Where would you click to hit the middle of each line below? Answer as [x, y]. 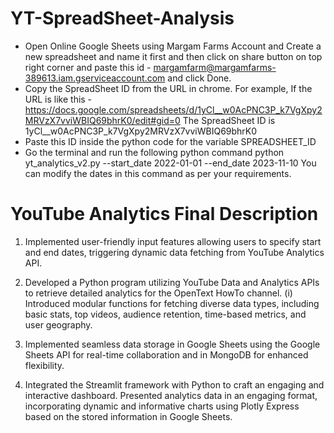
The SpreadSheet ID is [229, 120]
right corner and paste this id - [88, 67]
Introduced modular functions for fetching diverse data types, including [172, 303]
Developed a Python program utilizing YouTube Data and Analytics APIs [172, 282]
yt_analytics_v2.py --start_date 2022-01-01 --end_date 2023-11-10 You [170, 163]
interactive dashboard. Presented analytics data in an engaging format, [171, 395]
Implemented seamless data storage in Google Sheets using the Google [172, 344]
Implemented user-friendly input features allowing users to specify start [173, 241]
